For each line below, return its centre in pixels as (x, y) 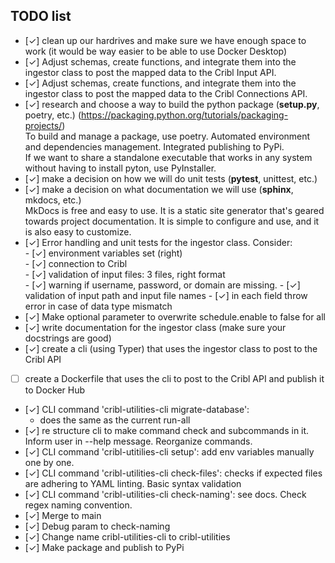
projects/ (43, 125)
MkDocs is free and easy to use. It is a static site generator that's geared (174, 210)
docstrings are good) (68, 338)
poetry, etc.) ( (53, 115)
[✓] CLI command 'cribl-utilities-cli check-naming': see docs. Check (165, 494)
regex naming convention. (78, 505)
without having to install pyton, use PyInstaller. (120, 168)
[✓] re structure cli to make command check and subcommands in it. (167, 430)
